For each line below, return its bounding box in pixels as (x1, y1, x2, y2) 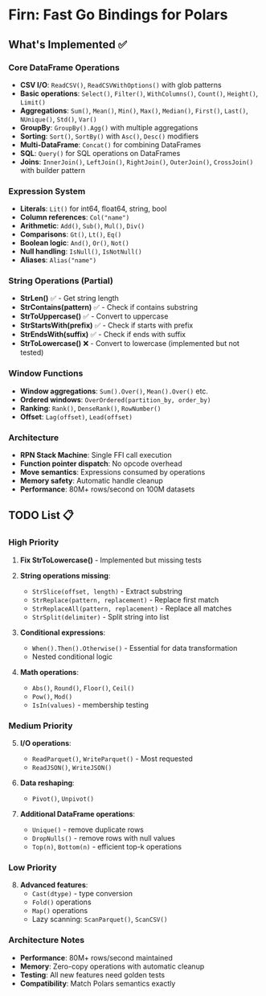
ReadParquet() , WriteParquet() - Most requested (31, 754, 193, 763)
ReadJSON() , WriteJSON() (31, 763, 113, 772)
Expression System (8, 185, 86, 196)
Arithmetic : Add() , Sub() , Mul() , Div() (19, 221, 145, 231)
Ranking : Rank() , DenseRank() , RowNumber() (19, 403, 162, 413)
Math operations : (19, 667, 79, 677)
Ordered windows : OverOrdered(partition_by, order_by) (19, 394, 211, 404)
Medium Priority (8, 720, 73, 731)
